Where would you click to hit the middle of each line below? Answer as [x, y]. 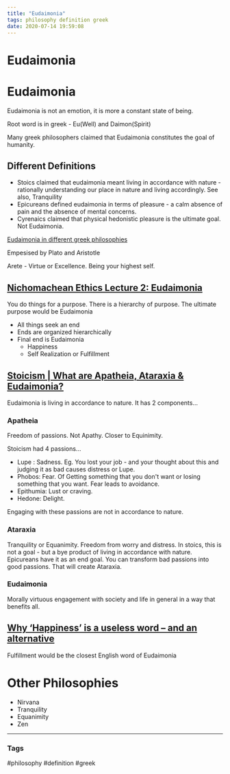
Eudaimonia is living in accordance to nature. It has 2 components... [103, 403]
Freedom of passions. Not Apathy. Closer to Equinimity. [85, 436]
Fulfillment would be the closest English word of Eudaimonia [92, 655]
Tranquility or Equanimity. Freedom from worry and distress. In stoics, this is [114, 544]
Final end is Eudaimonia [50, 340]
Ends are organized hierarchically [64, 332]
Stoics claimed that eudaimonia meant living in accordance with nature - [119, 183]
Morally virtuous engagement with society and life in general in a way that [111, 599]
